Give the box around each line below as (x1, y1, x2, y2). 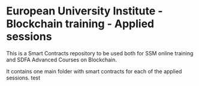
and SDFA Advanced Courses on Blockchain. (6, 56, 117, 63)
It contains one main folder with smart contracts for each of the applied (6, 67, 182, 75)
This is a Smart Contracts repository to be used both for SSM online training (6, 49, 194, 57)
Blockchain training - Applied (6, 17, 155, 31)
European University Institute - (6, 4, 163, 18)
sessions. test (6, 74, 41, 81)
